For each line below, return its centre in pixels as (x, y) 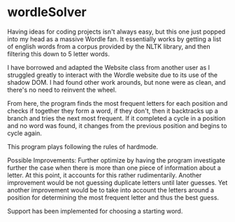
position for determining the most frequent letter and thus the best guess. (113, 197)
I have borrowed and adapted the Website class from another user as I (109, 67)
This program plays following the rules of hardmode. (83, 146)
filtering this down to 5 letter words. (58, 54)
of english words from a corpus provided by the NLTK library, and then (109, 46)
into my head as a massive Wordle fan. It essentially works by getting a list (114, 39)
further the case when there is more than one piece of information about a (114, 167)
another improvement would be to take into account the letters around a (111, 190)
